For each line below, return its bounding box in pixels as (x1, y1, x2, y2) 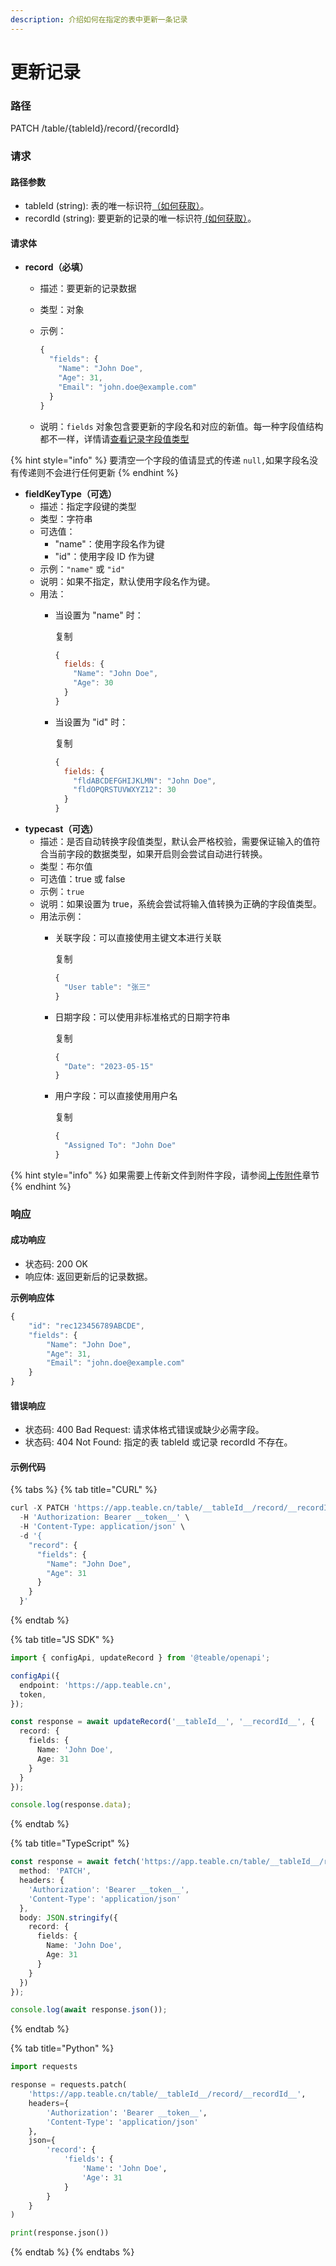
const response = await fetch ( (10, 1857, 141, 1867)
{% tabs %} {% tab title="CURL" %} (10, 1484, 158, 1496)
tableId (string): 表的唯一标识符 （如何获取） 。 (24, 200, 210, 212)
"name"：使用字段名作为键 (54, 537, 165, 550)
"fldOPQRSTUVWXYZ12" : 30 (73, 785, 177, 795)
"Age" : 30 (73, 678, 114, 688)
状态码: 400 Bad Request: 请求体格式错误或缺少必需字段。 (24, 1424, 265, 1436)
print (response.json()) (10, 2228, 110, 2238)
